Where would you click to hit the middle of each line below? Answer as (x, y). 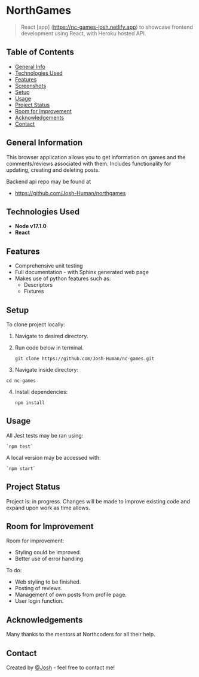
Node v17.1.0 (30, 226)
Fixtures (34, 292)
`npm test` (20, 447)
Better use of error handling (49, 559)
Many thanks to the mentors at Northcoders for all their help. (81, 635)
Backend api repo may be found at (49, 181)
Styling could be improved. (48, 552)
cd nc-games (21, 381)
